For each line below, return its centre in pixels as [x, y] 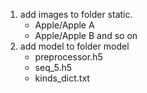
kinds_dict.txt [62, 78]
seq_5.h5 [53, 67]
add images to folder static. [76, 14]
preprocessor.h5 [68, 57]
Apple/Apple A [64, 25]
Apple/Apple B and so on [86, 35]
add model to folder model [74, 46]
